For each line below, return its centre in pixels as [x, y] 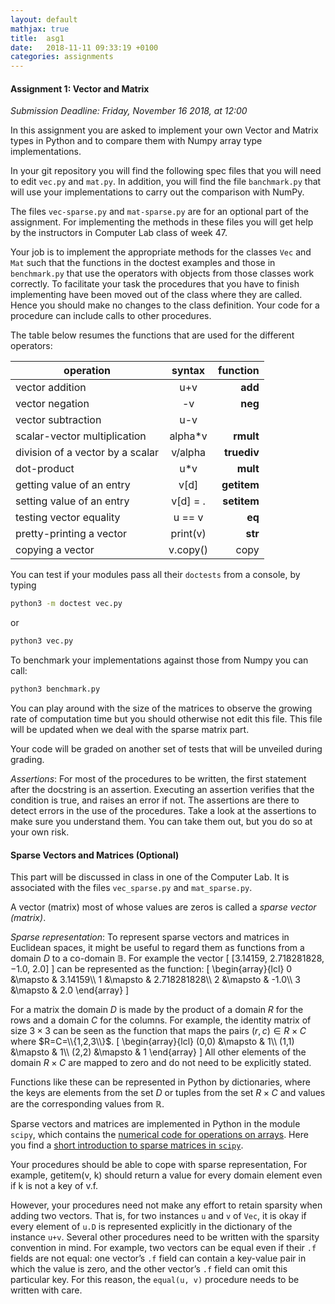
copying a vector [55, 550]
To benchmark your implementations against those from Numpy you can [159, 660]
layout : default [44, 19]
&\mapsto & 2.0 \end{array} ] [70, 990]
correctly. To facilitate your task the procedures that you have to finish [155, 284]
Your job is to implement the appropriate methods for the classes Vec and [161, 252]
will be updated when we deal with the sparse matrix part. [130, 729]
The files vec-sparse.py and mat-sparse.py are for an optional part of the [159, 212]
